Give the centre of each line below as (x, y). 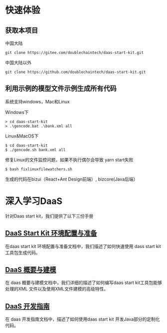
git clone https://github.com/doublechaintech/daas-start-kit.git (76, 72)
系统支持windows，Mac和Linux (37, 101)
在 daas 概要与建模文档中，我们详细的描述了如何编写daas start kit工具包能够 (83, 282)
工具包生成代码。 (23, 252)
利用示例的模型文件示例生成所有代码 (61, 89)
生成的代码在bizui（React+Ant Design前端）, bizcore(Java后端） (72, 179)
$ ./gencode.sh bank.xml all (35, 150)
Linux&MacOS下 (22, 136)
